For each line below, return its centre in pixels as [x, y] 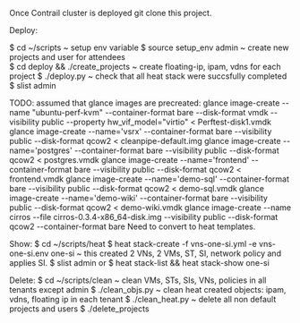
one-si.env [29, 253]
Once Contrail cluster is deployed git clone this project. [111, 13]
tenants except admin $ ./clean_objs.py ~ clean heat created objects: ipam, [148, 289]
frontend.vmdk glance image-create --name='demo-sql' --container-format [149, 179]
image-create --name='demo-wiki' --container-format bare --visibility [139, 198]
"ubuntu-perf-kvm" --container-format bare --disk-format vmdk [150, 112]
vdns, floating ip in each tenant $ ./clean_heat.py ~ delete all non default [143, 299]
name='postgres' [41, 150]
